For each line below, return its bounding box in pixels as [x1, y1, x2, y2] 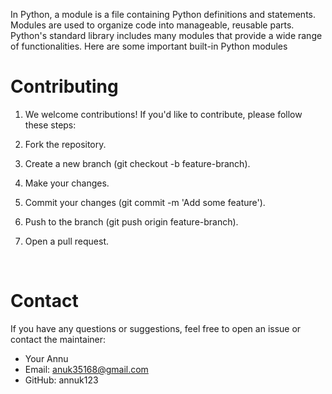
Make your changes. [24, 177, 110, 189]
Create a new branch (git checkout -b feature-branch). [24, 157, 251, 169]
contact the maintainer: [10, 333, 107, 345]
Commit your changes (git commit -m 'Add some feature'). [24, 196, 266, 208]
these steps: [24, 119, 77, 131]
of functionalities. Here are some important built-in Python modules [10, 40, 288, 52]
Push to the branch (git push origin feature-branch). [24, 215, 239, 228]
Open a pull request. [24, 235, 110, 247]
